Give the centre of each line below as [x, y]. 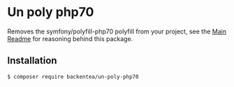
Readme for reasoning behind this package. [70, 38]
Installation [32, 61]
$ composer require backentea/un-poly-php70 [73, 77]
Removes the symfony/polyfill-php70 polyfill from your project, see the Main [117, 31]
